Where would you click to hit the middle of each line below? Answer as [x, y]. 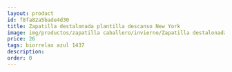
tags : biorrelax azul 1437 [46, 45]
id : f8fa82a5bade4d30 [38, 20]
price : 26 [21, 39]
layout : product [30, 13]
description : [26, 52]
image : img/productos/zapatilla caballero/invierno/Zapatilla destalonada [117, 33]
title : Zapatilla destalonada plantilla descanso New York [94, 26]
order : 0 [20, 58]
